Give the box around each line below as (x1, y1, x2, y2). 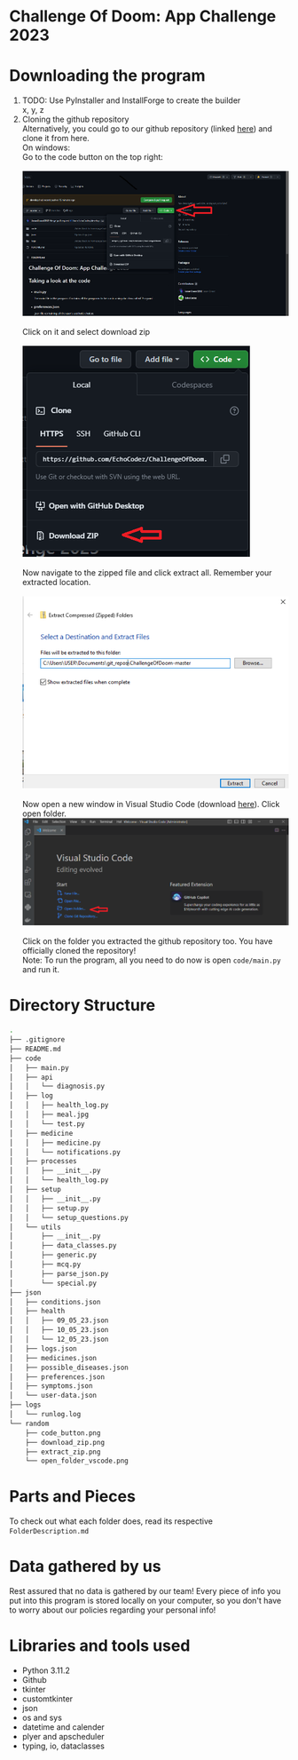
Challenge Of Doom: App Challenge (9, 6, 277, 27)
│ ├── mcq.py (9, 1260, 82, 1269)
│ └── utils (9, 1223, 62, 1232)
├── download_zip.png (25, 1438, 105, 1447)
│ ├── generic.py (9, 1250, 98, 1260)
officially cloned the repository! (21, 946, 137, 956)
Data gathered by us (9, 1557, 161, 1577)
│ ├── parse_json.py (9, 1269, 109, 1278)
